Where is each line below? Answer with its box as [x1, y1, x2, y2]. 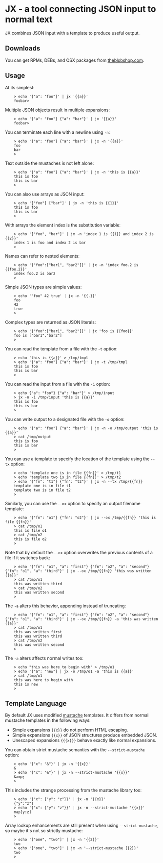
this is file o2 [14, 537, 47, 542]
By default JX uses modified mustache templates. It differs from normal [5, 712, 149, 718]
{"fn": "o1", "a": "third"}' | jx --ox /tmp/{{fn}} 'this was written [5, 568, 152, 573]
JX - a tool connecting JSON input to [5, 3, 156, 15]
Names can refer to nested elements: [5, 253, 80, 259]
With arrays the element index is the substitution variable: [5, 222, 121, 228]
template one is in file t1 [14, 483, 71, 488]
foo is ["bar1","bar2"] [14, 333, 62, 338]
